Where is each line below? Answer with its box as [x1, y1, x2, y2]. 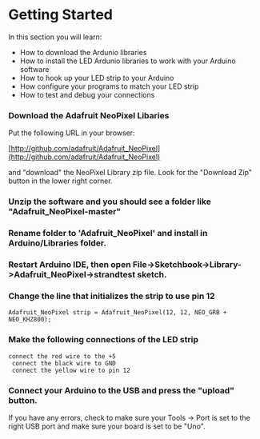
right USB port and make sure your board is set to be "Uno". [8, 421, 206, 431]
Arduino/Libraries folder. [8, 237, 106, 249]
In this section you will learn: [8, 32, 102, 42]
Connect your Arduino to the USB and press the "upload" [8, 385, 234, 396]
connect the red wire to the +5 [8, 352, 116, 361]
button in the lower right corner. [8, 176, 114, 186]
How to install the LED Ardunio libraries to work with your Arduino [19, 56, 236, 66]
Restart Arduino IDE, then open [8, 259, 131, 269]
